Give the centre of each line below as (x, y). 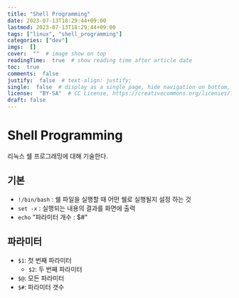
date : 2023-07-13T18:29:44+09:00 (57, 21)
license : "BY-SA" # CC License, (59, 93)
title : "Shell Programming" (49, 14)
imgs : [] (22, 47)
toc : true (23, 67)
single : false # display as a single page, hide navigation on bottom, (119, 87)
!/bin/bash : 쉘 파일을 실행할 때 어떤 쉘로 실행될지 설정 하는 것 (105, 199)
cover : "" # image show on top (57, 54)
